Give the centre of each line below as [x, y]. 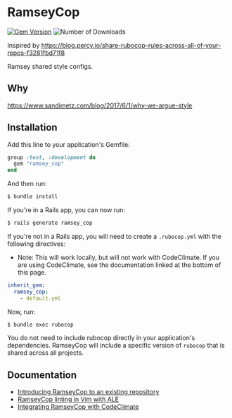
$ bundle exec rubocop [40, 325]
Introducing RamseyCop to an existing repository [88, 392]
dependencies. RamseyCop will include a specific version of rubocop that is [116, 346]
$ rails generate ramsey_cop [50, 223]
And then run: [27, 184]
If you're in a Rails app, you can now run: [66, 210]
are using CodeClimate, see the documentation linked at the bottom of [119, 265]
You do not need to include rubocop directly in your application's [101, 338]
